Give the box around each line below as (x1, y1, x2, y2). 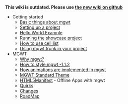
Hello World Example (19, 30, 63, 35)
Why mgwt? (19, 56, 45, 62)
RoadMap (19, 93, 40, 99)
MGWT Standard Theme (19, 72, 70, 78)
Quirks (19, 83, 34, 89)
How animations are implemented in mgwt (19, 67, 106, 73)
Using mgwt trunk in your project (19, 46, 87, 51)
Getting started (12, 14, 44, 19)
